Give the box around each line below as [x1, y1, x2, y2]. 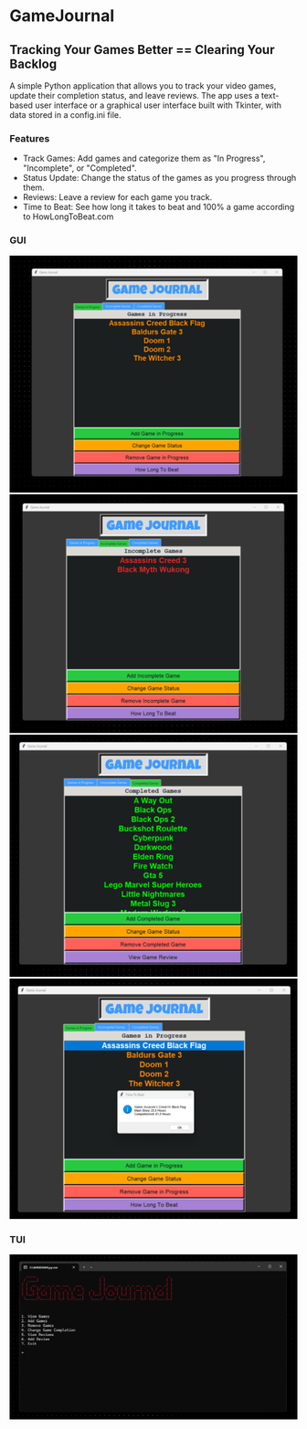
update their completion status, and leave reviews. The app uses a [9, 90, 259, 101]
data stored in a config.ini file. [9, 110, 122, 120]
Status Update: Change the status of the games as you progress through [22, 173, 297, 184]
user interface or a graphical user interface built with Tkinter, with [35, 100, 281, 111]
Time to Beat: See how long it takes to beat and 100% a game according [22, 202, 295, 213]
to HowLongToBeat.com [22, 211, 114, 222]
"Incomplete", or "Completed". [22, 163, 137, 174]
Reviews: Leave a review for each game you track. [22, 192, 213, 203]
